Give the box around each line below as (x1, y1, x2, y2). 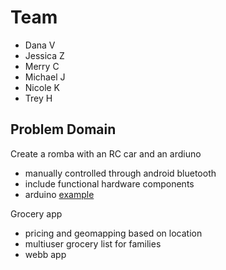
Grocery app (10, 207, 63, 220)
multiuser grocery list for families (24, 237, 162, 250)
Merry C (24, 60, 60, 72)
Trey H (24, 92, 53, 104)
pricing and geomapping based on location (24, 227, 203, 239)
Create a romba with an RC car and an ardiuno (10, 147, 202, 160)
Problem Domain (10, 121, 117, 138)
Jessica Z (24, 49, 65, 61)
